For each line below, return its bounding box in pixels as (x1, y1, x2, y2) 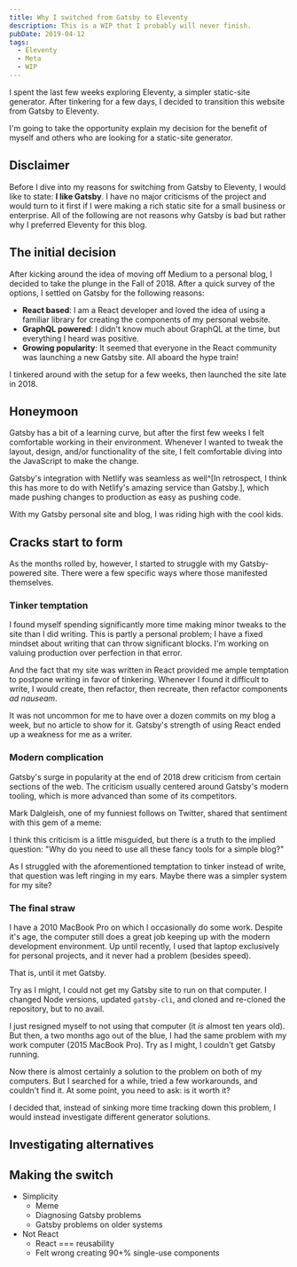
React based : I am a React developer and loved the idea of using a (21, 304, 266, 315)
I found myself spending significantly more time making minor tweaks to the (9, 619, 286, 630)
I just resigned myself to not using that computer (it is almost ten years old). (9, 1021, 285, 1032)
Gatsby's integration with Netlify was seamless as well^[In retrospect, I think (9, 473, 287, 484)
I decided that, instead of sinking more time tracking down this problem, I (9, 1102, 277, 1114)
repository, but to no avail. (9, 1003, 105, 1014)
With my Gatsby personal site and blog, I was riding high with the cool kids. (9, 509, 284, 520)
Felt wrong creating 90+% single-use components (35, 1247, 220, 1258)
